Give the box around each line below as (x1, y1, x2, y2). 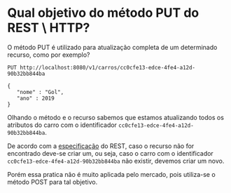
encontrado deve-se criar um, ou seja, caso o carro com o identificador (7, 149, 213, 157)
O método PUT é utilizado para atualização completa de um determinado (7, 43, 218, 51)
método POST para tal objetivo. (7, 178, 98, 186)
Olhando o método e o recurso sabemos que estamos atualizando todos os (7, 113, 224, 121)
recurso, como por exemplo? (7, 51, 90, 59)
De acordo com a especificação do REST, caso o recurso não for (7, 142, 195, 150)
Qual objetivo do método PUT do (7, 5, 199, 21)
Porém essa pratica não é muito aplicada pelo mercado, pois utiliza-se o (7, 170, 216, 178)
